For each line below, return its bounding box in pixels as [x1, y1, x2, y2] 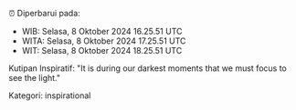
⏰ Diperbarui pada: [8, 8, 81, 18]
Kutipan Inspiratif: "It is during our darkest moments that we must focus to [8, 63, 287, 74]
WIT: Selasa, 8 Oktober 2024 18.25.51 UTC [21, 45, 183, 55]
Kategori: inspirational [8, 90, 91, 101]
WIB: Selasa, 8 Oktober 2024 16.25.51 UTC [21, 26, 183, 36]
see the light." [8, 73, 61, 83]
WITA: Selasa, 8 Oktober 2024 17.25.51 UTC [21, 35, 186, 46]
